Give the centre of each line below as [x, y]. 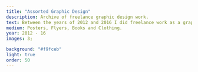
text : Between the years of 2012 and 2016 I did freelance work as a [93, 22]
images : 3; [19, 39]
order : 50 [18, 60]
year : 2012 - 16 [26, 33]
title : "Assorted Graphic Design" [49, 11]
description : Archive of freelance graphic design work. [77, 17]
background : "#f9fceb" [34, 49]
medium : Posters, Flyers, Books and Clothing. [64, 28]
